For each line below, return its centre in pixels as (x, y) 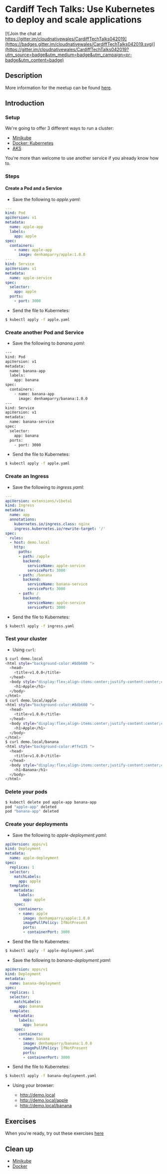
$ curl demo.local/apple (31, 701)
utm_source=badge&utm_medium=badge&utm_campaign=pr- (69, 55)
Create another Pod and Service (44, 332)
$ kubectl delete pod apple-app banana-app (51, 802)
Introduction (25, 103)
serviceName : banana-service (57, 584)
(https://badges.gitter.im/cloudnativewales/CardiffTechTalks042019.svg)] (80, 44)
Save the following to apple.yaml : (46, 199)
